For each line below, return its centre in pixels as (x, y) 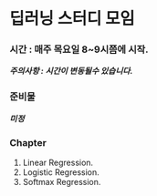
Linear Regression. (58, 163)
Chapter (28, 142)
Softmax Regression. (62, 182)
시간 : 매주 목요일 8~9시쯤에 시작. (79, 49)
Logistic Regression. (61, 172)
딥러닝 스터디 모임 (72, 19)
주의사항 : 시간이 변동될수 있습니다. (71, 71)
